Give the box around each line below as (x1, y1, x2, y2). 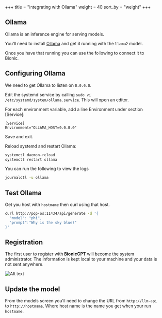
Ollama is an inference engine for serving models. (5, 31, 104, 37)
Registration (5, 238, 43, 246)
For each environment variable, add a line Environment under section (5, 106, 143, 112)
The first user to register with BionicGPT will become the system (5, 251, 134, 257)
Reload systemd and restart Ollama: (5, 143, 77, 149)
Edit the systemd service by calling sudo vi (5, 92, 91, 97)
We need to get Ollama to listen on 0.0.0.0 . (5, 82, 92, 88)
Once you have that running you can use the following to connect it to (5, 50, 145, 56)
